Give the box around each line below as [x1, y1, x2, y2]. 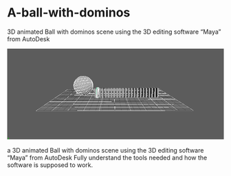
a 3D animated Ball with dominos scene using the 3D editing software [7, 146, 204, 155]
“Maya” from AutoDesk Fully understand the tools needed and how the [7, 153, 208, 162]
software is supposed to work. [7, 161, 93, 169]
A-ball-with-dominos [7, 5, 131, 21]
